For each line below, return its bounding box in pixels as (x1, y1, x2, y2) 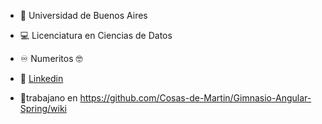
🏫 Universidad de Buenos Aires (19, 10, 148, 21)
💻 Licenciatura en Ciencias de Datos (19, 30, 173, 41)
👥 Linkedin (19, 73, 64, 84)
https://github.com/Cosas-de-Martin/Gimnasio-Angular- (79, 92, 312, 104)
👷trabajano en (19, 92, 78, 104)
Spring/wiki (19, 103, 67, 114)
